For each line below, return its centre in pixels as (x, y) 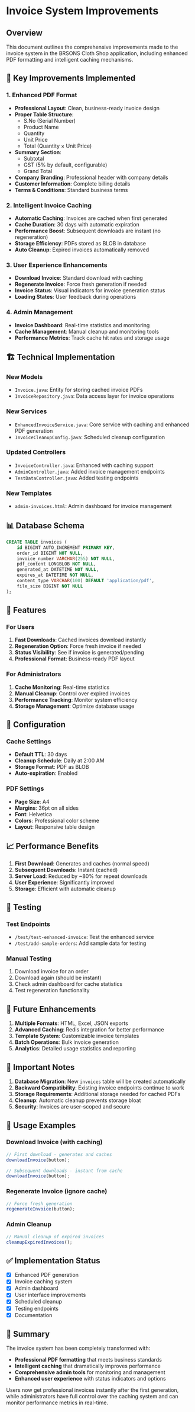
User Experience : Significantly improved (64, 882)
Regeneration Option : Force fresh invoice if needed (78, 646)
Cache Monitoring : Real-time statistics (62, 687)
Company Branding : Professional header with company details (91, 177)
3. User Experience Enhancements (57, 265)
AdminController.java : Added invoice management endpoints (90, 471)
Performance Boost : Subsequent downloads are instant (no (88, 231)
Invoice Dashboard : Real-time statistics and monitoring (82, 325)
